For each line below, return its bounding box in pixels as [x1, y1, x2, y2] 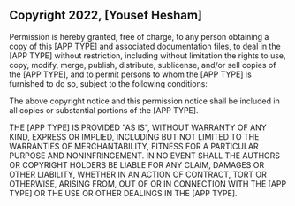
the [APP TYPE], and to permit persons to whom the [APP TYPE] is [9, 69, 252, 80]
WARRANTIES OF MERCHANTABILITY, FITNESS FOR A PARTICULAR [9, 141, 259, 151]
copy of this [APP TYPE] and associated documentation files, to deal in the [9, 41, 281, 51]
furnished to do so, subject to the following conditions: [9, 78, 208, 88]
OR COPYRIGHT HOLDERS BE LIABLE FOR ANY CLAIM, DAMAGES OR [9, 159, 265, 170]
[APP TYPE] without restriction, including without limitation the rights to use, [9, 50, 286, 61]
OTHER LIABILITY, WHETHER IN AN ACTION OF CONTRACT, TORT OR [9, 169, 267, 179]
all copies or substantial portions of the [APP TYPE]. [9, 104, 199, 115]
